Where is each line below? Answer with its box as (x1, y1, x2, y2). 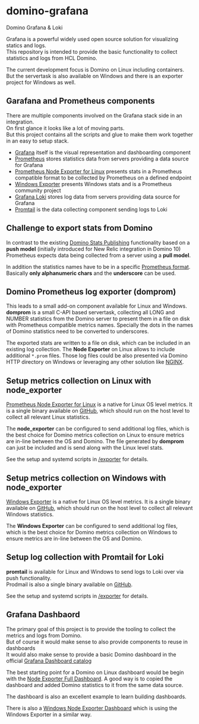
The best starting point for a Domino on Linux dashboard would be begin (6, 669, 184, 676)
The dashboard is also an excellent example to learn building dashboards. (6, 693, 187, 700)
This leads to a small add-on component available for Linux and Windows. (6, 302, 187, 310)
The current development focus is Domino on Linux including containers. (6, 66, 185, 73)
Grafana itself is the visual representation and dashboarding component (14, 148, 191, 156)
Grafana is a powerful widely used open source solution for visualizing (6, 35, 179, 42)
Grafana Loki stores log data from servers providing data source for (14, 193, 181, 200)
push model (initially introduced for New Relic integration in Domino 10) (6, 245, 181, 252)
